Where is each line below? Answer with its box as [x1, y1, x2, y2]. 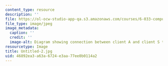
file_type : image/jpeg [5, 21, 52, 26]
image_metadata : [5, 26, 39, 31]
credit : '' [9, 35, 32, 40]
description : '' [5, 12, 39, 17]
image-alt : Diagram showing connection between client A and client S [9, 40, 160, 45]
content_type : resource [5, 7, 55, 12]
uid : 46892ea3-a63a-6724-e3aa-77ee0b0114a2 [5, 53, 97, 59]
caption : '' [9, 30, 35, 35]
